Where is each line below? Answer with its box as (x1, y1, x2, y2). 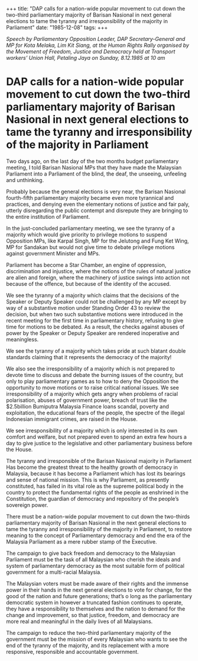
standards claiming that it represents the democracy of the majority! (6, 353, 172, 360)
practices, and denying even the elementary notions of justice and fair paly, (6, 200, 190, 207)
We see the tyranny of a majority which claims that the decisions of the (6, 292, 179, 299)
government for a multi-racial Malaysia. (6, 569, 102, 576)
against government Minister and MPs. (6, 250, 100, 257)
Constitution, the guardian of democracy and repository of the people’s (6, 495, 179, 502)
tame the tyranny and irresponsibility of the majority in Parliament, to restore (6, 525, 192, 532)
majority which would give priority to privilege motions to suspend (6, 231, 167, 238)
